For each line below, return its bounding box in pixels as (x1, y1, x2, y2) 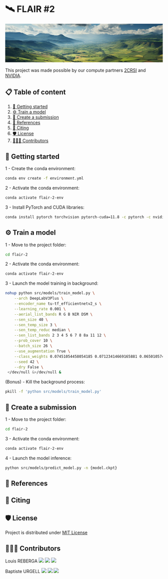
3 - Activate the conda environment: (5, 435, 80, 441)
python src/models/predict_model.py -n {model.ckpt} (5, 465, 117, 470)
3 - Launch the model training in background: (5, 280, 98, 286)
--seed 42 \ (14, 359, 39, 364)
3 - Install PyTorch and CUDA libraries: (5, 204, 84, 210)
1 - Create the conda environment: (5, 166, 76, 172)
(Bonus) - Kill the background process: (5, 379, 85, 385)
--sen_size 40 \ (14, 317, 48, 322)
